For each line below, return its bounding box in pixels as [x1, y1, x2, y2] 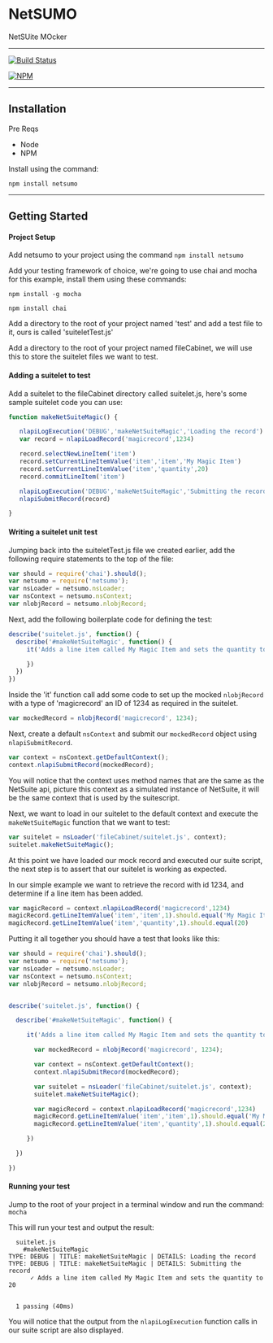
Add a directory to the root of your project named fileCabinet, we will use [8, 343, 253, 353]
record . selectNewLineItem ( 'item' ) [19, 450, 136, 458]
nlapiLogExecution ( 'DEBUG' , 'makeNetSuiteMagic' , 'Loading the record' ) [19, 428, 264, 436]
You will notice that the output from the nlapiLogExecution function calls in [8, 1316, 258, 1326]
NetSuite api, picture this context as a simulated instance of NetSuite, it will [8, 784, 260, 794]
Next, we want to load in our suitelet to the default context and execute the [8, 809, 258, 818]
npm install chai [8, 304, 67, 313]
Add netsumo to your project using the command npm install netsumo [8, 250, 244, 260]
